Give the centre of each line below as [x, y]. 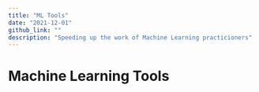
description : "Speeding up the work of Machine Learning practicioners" [130, 37]
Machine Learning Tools [89, 76]
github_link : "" [35, 30]
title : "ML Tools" [38, 15]
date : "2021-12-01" [40, 23]
